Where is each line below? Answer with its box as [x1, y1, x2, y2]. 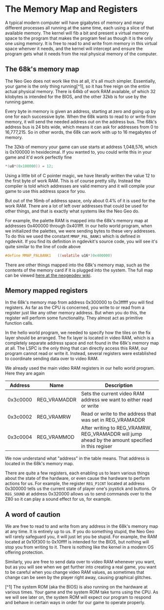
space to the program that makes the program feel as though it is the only [5, 35, 153, 41]
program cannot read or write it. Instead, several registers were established [5, 351, 157, 356]
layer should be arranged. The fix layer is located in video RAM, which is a [5, 335, 154, 341]
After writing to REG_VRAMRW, [81, 424, 152, 431]
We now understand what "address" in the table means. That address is [5, 455, 150, 461]
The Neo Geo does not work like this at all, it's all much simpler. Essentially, [5, 78, 156, 84]
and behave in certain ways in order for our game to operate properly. [5, 600, 145, 606]
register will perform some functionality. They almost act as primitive [5, 315, 143, 321]
